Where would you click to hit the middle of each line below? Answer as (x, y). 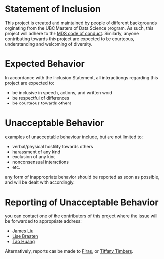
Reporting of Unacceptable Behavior (82, 202)
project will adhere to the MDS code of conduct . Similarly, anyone (72, 33)
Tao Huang (24, 241)
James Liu (23, 231)
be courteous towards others (42, 103)
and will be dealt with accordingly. (40, 182)
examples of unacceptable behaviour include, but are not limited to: (74, 137)
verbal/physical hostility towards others (53, 146)
